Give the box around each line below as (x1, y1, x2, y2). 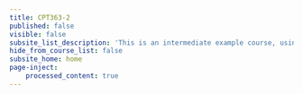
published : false (9, 21, 75, 30)
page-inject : (9, 64, 59, 73)
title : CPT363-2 (9, 13, 70, 22)
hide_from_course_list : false (9, 47, 124, 56)
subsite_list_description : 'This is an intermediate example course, (9, 38, 277, 47)
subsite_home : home (9, 55, 83, 64)
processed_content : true (25, 72, 119, 81)
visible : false (9, 30, 67, 38)
